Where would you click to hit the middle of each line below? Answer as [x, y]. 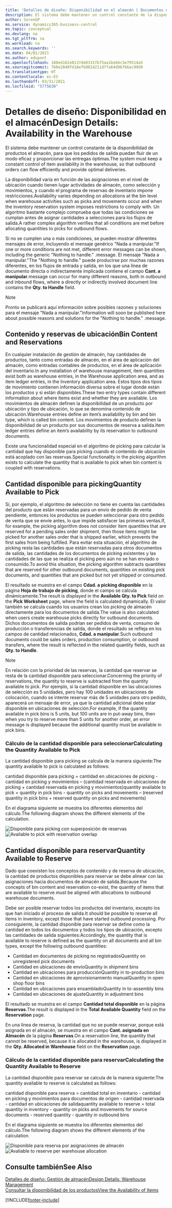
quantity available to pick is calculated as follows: [57, 766]
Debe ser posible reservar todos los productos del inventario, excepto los [83, 908]
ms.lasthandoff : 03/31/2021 [35, 81]
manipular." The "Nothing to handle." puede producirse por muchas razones [85, 260]
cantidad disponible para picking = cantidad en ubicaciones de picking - [82, 776]
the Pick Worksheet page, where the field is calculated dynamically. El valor [86, 601]
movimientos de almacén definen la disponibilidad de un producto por [79, 403]
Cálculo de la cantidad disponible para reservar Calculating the [85, 1060]
